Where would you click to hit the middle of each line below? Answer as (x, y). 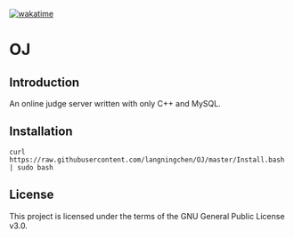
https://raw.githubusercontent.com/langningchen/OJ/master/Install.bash (147, 160)
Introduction (45, 82)
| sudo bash (31, 167)
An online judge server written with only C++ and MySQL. (115, 103)
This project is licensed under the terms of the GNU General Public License (147, 216)
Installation (41, 132)
